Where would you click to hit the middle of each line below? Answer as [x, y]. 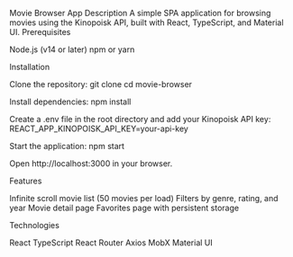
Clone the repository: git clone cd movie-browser [101, 84]
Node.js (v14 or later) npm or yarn [72, 49]
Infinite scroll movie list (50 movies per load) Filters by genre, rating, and [144, 198]
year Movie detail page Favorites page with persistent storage [124, 208]
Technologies [35, 225]
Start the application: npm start [67, 146]
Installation [30, 67]
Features [26, 181]
